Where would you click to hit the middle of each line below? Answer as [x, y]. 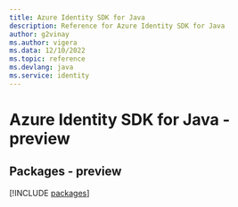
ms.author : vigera [43, 42]
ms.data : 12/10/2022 [48, 51]
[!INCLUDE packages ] [49, 193]
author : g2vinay [39, 34]
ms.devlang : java [41, 68]
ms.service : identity [49, 76]
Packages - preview [66, 172]
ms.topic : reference [48, 59]
